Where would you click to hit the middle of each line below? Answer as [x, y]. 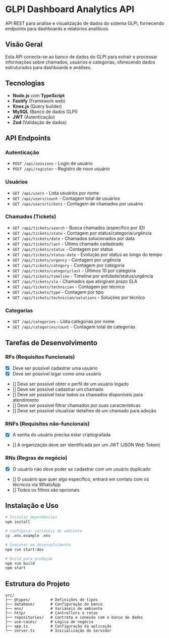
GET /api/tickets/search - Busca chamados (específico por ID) [79, 228]
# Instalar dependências [31, 517]
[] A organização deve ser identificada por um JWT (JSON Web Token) [86, 445]
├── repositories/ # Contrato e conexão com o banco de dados [74, 618]
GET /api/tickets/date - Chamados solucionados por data [74, 238]
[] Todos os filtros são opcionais [46, 490]
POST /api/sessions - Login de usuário [53, 164]
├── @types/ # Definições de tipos [52, 600]
